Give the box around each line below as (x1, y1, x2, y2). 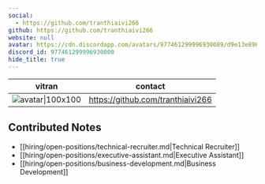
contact (135, 81, 166, 92)
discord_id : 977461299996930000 (8, 48, 114, 56)
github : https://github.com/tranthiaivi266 (8, 26, 154, 34)
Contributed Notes (8, 121, 102, 134)
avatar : (8, 41, 34, 49)
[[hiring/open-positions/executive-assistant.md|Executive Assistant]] (19, 150, 244, 160)
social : (8, 11, 34, 20)
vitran (35, 81, 58, 92)
